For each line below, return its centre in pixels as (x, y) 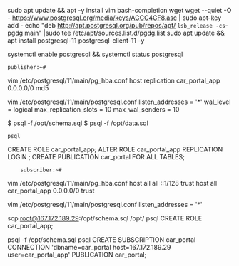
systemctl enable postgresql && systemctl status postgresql (95, 54)
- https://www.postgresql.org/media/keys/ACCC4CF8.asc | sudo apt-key (115, 18)
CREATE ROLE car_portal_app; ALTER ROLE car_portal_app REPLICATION (115, 149)
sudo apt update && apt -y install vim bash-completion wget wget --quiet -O (119, 10)
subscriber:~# (41, 170)
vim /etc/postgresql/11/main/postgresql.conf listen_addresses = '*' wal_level (119, 102)
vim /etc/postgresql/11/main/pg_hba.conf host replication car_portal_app (114, 80)
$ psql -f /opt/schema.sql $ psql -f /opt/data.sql (78, 123)
